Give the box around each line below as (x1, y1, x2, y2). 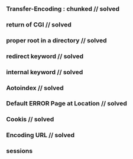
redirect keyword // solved (6, 52, 84, 60)
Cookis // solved (6, 115, 54, 124)
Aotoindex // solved (6, 84, 64, 92)
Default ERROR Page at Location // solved (6, 100, 127, 108)
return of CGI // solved (6, 20, 72, 28)
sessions (6, 147, 33, 155)
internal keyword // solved (6, 68, 83, 76)
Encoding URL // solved (6, 131, 75, 140)
